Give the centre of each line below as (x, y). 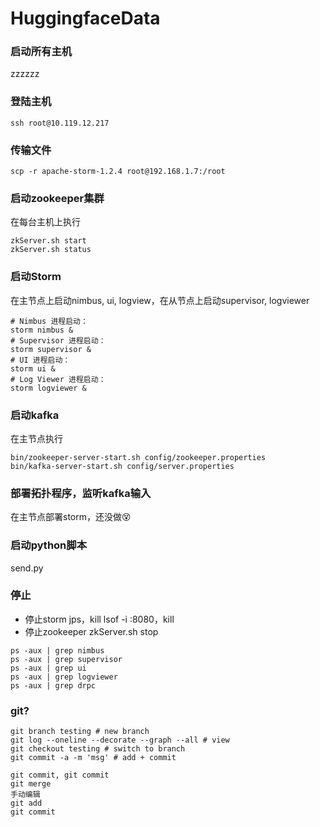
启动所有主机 (41, 52)
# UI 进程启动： (40, 360)
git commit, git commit (60, 775)
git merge (31, 784)
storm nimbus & (42, 330)
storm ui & (33, 368)
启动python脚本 (49, 545)
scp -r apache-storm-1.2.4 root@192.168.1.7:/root (118, 172)
